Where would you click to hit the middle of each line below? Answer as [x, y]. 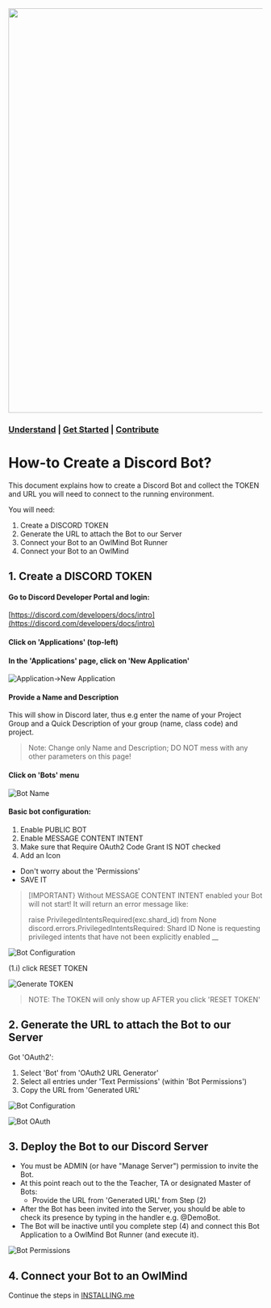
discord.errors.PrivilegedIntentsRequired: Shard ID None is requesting [144, 928]
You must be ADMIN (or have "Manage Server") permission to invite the [139, 1166]
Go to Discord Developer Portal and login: [79, 597]
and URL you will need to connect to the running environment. [111, 493]
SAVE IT [33, 879]
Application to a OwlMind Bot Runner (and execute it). [109, 1235]
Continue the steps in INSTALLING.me [71, 1295]
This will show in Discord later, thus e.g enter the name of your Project [125, 715]
